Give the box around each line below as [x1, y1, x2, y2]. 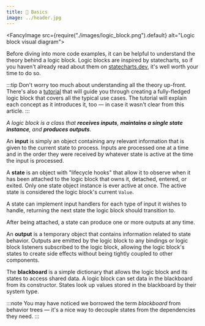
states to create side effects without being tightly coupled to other [6, 250, 173, 257]
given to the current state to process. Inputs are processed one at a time [6, 144, 189, 151]
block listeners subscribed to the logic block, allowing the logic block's [6, 243, 185, 251]
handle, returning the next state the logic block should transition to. [6, 206, 176, 214]
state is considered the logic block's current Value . [6, 188, 134, 196]
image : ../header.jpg [6, 15, 62, 21]
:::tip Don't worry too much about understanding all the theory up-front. [6, 81, 187, 89]
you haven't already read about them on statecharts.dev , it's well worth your [6, 62, 199, 70]
